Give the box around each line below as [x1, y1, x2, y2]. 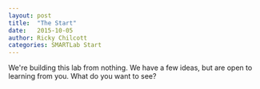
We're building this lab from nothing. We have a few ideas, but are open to [8, 63, 253, 72]
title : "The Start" [8, 19, 78, 27]
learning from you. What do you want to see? [8, 72, 157, 81]
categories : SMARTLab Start [8, 41, 102, 49]
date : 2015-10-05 [8, 26, 74, 34]
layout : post [8, 11, 52, 20]
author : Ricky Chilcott [8, 33, 88, 42]
